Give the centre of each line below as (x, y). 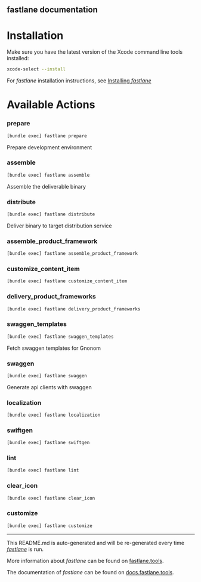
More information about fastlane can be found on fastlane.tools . (85, 561)
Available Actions (51, 105)
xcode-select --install (36, 69)
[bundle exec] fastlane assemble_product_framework (72, 254)
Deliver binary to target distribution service (59, 226)
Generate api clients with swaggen (49, 387)
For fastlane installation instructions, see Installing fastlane (79, 81)
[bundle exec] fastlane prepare (47, 136)
